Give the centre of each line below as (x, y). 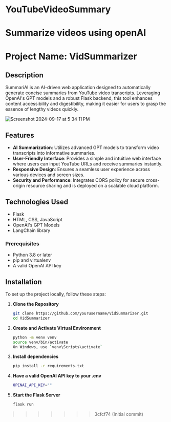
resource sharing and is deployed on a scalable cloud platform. (93, 186)
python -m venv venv (35, 337)
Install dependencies (36, 356)
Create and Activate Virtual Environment (57, 328)
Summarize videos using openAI (76, 33)
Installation (24, 282)
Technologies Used (37, 202)
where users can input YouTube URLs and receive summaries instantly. (88, 164)
